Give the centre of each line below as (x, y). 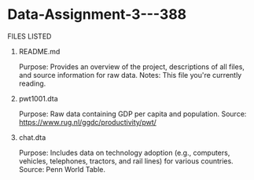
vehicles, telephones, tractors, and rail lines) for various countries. (126, 161)
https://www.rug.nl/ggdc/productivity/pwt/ (87, 122)
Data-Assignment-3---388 (97, 15)
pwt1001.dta (38, 98)
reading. (32, 83)
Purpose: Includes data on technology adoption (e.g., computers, (124, 152)
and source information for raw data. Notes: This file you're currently (130, 75)
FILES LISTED (29, 36)
